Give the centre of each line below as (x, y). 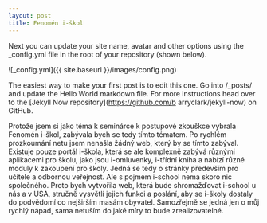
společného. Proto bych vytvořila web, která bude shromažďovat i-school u (132, 185)
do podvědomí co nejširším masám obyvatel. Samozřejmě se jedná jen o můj (134, 202)
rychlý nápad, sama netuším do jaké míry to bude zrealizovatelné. (116, 210)
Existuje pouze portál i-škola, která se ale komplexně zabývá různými (122, 151)
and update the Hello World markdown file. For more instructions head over (132, 93)
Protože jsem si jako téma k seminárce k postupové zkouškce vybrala (122, 126)
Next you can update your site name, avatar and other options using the (126, 45)
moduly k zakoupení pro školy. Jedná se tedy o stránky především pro (124, 168)
